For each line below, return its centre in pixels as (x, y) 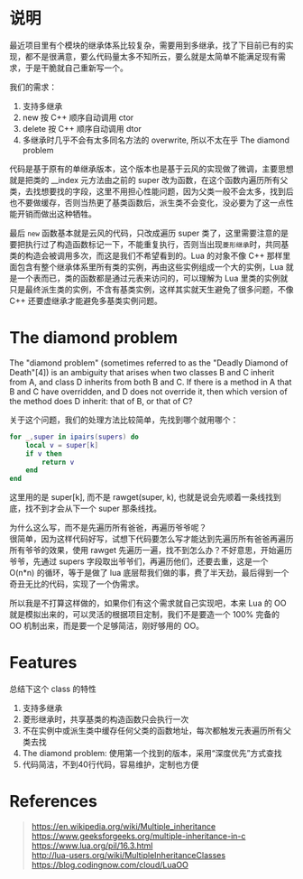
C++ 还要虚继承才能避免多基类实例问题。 (86, 301)
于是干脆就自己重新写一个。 (76, 68)
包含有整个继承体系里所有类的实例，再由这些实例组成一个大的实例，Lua (150, 266)
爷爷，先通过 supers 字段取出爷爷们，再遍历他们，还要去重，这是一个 (139, 561)
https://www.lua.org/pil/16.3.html (92, 846)
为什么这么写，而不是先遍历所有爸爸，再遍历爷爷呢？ (108, 528)
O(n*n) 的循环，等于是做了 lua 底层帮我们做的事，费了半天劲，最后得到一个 (149, 573)
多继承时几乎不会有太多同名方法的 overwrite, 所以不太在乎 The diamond (156, 140)
